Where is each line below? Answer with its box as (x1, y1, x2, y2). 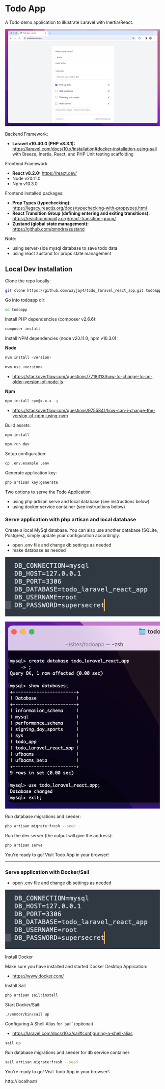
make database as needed (12, 547, 66, 553)
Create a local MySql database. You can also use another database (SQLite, (5, 527, 158, 533)
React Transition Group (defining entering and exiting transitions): (12, 210, 150, 216)
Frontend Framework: (5, 161, 49, 167)
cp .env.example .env (5, 461, 50, 466)
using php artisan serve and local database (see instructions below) (12, 499, 150, 504)
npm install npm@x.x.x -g (5, 398, 58, 403)
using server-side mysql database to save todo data (12, 245, 118, 251)
